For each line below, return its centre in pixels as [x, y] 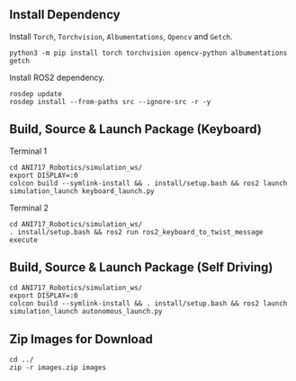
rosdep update [36, 93]
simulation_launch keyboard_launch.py [82, 191]
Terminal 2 [29, 208]
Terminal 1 [28, 151]
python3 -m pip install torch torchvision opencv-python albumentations [148, 53]
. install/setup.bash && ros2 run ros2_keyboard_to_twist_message [136, 232]
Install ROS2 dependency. [57, 77]
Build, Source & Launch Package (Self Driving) [141, 267]
